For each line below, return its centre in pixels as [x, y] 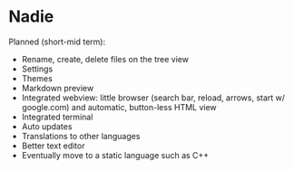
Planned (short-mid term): [57, 42]
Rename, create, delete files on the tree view [105, 59]
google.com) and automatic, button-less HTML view [119, 107]
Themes [37, 78]
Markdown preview [58, 88]
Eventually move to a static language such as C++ [115, 155]
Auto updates [47, 126]
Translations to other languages [81, 136]
